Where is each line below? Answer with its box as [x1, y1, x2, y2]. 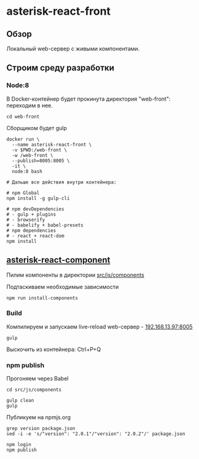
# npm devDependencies [6, 206, 64, 212]
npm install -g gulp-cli [6, 195, 70, 201]
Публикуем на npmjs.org [6, 414, 71, 421]
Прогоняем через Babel [6, 375, 69, 382]
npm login [6, 442, 32, 448]
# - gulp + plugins [6, 211, 57, 217]
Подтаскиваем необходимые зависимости [6, 283, 119, 290]
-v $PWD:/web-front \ [12, 147, 68, 153]
